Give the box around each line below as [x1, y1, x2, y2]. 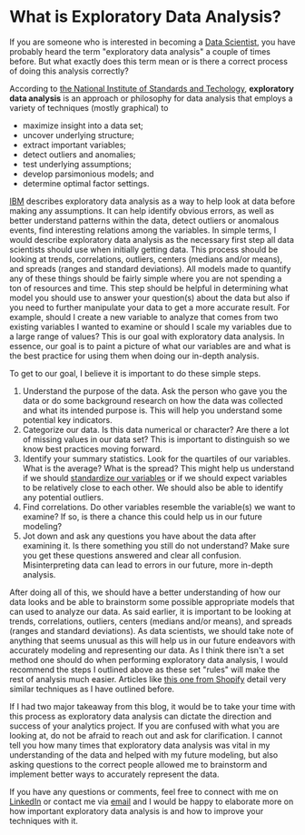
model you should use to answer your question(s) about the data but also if [9, 292, 290, 303]
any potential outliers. [22, 491, 104, 502]
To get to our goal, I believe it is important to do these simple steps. [9, 367, 261, 378]
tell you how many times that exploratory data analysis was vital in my [9, 739, 271, 750]
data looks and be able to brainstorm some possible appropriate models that [9, 596, 295, 607]
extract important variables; [22, 139, 127, 150]
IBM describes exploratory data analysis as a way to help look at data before [9, 196, 296, 206]
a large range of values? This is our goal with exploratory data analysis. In [9, 330, 285, 342]
